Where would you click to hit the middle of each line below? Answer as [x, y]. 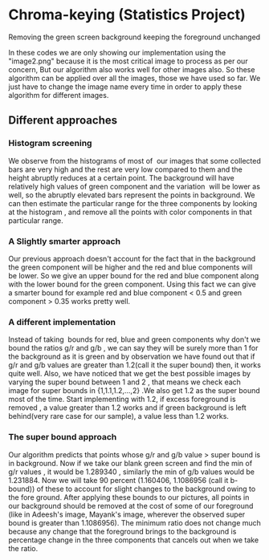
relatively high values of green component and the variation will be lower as [134, 186]
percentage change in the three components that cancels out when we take [134, 540]
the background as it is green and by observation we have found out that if [132, 357]
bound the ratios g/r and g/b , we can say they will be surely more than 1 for [133, 348]
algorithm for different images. [59, 95]
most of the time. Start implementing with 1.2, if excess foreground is [122, 400]
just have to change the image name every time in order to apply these [125, 87]
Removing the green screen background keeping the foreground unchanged [134, 37]
